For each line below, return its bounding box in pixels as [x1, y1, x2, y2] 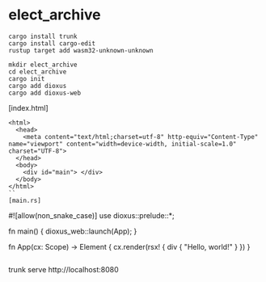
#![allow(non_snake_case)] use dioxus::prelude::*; [8, 210, 175, 220]
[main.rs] [8, 196, 42, 204]
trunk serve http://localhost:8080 [8, 264, 119, 274]
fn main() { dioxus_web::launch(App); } [8, 226, 137, 236]
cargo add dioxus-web [8, 89, 82, 97]
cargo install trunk [8, 32, 78, 40]
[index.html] [8, 103, 49, 112]
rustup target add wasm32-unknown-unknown [8, 46, 154, 54]
